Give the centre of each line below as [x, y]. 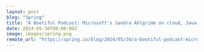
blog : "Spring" [25, 17]
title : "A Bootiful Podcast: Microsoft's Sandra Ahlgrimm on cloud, [95, 23]
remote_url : [21, 39]
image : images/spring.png [39, 34]
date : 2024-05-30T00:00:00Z [42, 28]
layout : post [23, 12]
